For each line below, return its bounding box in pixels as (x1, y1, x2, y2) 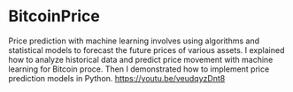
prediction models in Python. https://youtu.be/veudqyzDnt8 (8, 73, 226, 83)
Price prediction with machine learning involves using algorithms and (8, 35, 260, 46)
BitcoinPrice (8, 6, 101, 27)
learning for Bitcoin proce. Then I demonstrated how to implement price (8, 64, 270, 74)
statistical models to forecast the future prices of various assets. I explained (8, 44, 285, 55)
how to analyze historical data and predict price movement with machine (8, 54, 274, 65)
